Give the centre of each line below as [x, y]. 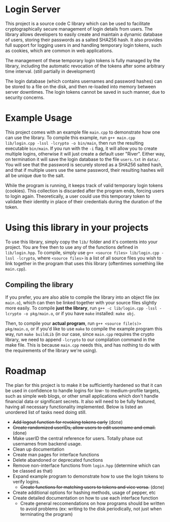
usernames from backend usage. [47, 443]
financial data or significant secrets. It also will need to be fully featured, [81, 401]
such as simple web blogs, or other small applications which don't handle [82, 396]
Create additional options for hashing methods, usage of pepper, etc [84, 492]
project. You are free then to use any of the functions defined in [72, 247]
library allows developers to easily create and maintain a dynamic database [84, 34]
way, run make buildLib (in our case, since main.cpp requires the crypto [80, 334]
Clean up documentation [38, 449]
